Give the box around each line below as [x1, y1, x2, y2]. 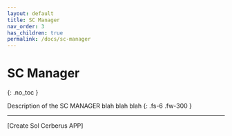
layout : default [7, 10, 54, 17]
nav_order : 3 [7, 23, 45, 30]
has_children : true [7, 29, 64, 37]
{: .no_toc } [7, 88, 39, 97]
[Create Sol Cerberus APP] [7, 122, 84, 130]
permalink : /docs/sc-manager [7, 36, 91, 43]
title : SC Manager [7, 17, 60, 23]
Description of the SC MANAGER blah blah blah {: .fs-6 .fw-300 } [7, 101, 192, 110]
